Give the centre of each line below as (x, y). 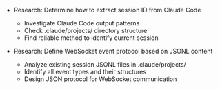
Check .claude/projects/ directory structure (86, 31)
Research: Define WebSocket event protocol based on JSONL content (113, 51)
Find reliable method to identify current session (91, 38)
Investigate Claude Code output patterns (82, 23)
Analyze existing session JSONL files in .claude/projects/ (105, 64)
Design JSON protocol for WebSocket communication (100, 79)
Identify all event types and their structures (85, 72)
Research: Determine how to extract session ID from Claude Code (107, 10)
